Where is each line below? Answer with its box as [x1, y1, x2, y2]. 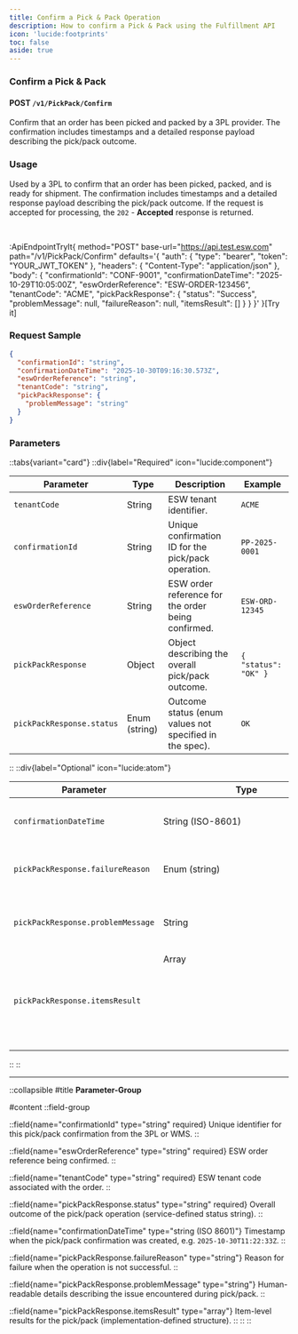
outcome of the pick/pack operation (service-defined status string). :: [9, 1209, 263, 1219]
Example [243, 478, 282, 491]
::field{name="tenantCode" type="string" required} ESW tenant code [9, 1172, 262, 1183]
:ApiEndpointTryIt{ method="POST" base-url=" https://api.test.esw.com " [9, 241, 273, 252]
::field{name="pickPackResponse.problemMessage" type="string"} [9, 1279, 256, 1290]
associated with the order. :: [9, 1182, 111, 1193]
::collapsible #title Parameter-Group [9, 1085, 142, 1096]
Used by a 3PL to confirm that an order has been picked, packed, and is [9, 179, 272, 189]
